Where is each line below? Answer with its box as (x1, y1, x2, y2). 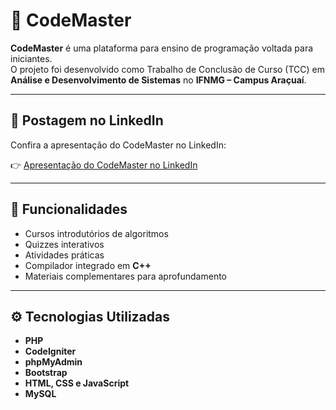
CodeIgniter (24, 345, 77, 358)
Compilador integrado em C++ (24, 259, 152, 271)
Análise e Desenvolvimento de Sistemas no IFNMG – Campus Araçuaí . (10, 74, 307, 86)
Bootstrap (24, 367, 68, 379)
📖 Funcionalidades (10, 201, 128, 218)
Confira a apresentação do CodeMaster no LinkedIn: (10, 139, 227, 151)
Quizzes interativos (24, 238, 105, 250)
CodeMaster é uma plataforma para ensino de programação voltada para (10, 42, 314, 54)
